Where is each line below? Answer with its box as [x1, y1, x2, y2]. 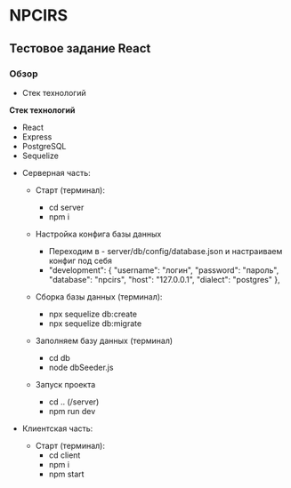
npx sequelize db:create [48, 308, 138, 319]
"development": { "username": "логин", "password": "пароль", [48, 264, 279, 276]
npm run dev [48, 405, 96, 416]
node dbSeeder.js [48, 362, 114, 372]
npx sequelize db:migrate [48, 317, 142, 329]
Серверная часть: [21, 167, 91, 178]
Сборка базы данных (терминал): [35, 291, 163, 302]
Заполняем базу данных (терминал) [35, 335, 174, 346]
